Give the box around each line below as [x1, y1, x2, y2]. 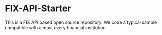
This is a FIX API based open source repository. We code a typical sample [5, 19, 157, 25]
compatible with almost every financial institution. [5, 24, 107, 30]
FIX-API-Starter [5, 3, 71, 14]
